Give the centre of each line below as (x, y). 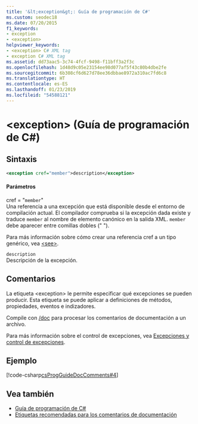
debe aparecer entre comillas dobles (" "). (58, 225)
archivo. (16, 324)
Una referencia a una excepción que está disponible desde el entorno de (95, 206)
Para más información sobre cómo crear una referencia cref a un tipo (91, 237)
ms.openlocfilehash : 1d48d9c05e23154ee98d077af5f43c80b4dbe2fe (86, 67)
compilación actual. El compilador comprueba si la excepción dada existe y (98, 212)
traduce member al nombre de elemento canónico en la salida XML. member (96, 219)
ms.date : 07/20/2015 (32, 23)
